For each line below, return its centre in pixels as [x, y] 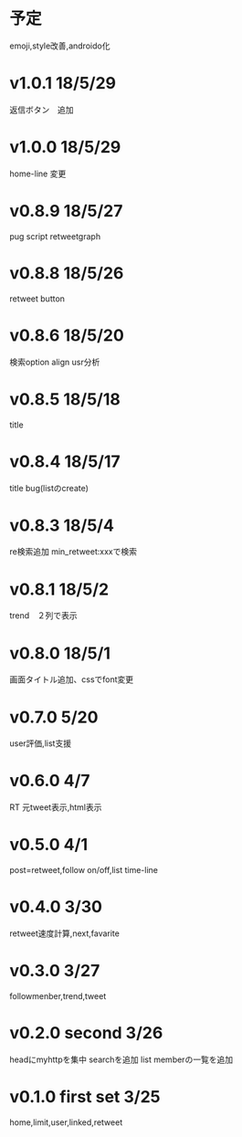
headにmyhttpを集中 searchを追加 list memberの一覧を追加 [121, 1059]
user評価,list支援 [40, 743]
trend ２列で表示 [43, 616]
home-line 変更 [38, 174]
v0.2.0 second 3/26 [86, 1033]
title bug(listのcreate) [49, 488]
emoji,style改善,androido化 [60, 46]
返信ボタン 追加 [42, 110]
